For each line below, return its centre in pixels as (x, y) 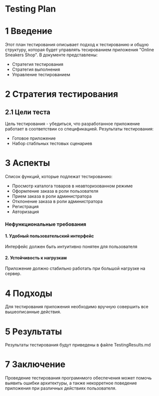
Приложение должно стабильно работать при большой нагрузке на (75, 268)
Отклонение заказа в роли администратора (57, 201)
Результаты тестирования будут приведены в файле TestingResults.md (78, 345)
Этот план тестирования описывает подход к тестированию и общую (77, 45)
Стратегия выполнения (36, 69)
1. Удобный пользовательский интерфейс (50, 236)
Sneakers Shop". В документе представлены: (51, 55)
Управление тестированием (41, 75)
